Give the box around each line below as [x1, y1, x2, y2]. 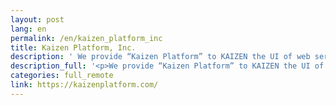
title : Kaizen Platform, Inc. [10, 42, 137, 53]
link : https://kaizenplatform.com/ [10, 80, 159, 90]
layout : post [10, 14, 65, 25]
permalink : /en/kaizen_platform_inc [10, 33, 163, 43]
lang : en [10, 24, 47, 34]
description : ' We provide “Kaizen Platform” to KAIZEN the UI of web [10, 52, 311, 62]
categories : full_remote [10, 71, 114, 81]
